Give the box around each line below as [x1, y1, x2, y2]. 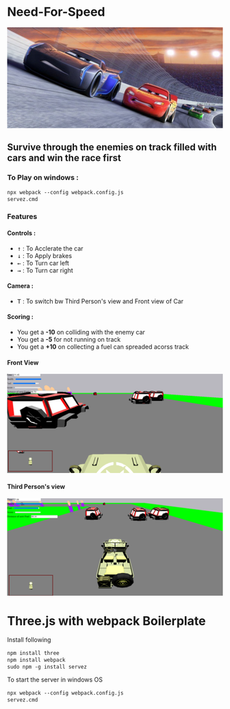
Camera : [7, 282, 34, 290]
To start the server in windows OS [7, 675, 103, 684]
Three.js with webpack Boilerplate [7, 613, 206, 629]
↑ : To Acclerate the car [16, 244, 84, 253]
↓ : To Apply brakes [16, 251, 73, 259]
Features [7, 212, 38, 222]
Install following [7, 636, 51, 644]
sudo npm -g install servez [7, 664, 88, 671]
